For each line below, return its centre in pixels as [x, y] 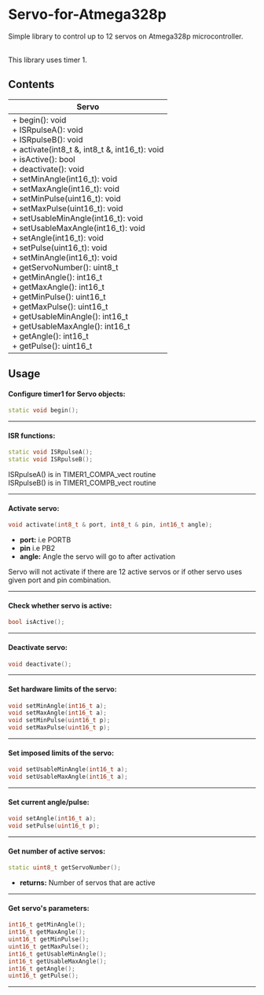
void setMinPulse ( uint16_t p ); [59, 721]
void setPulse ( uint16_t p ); [54, 826]
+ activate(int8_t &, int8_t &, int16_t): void [88, 149]
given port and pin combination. [60, 580]
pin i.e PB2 [37, 549]
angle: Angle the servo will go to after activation [97, 556]
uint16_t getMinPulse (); [49, 940]
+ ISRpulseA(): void [48, 130]
